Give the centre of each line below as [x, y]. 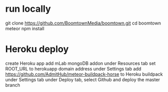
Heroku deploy [37, 49]
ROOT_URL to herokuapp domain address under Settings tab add [73, 68]
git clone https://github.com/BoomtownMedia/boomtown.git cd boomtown [83, 23]
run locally [28, 9]
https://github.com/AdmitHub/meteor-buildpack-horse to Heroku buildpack [84, 74]
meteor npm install [25, 28]
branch [13, 85]
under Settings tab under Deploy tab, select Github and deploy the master [83, 79]
